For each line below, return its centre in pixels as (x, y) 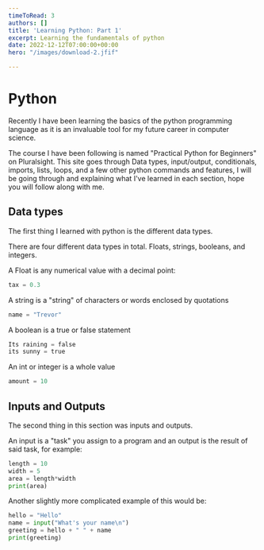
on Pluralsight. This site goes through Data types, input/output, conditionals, (133, 161)
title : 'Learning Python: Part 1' (65, 30)
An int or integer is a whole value (62, 367)
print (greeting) (35, 538)
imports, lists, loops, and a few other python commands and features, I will (130, 170)
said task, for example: (45, 449)
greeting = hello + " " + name (60, 531)
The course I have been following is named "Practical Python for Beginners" (132, 153)
